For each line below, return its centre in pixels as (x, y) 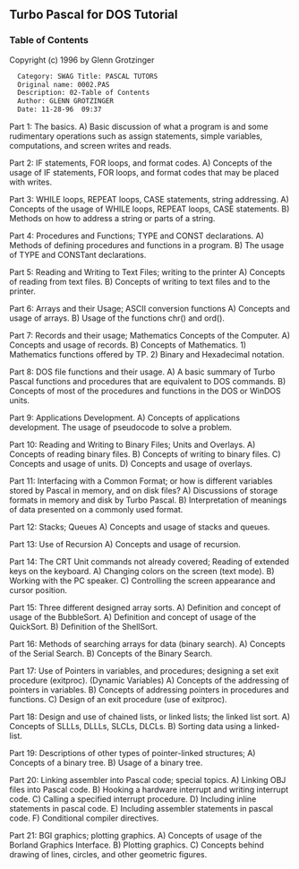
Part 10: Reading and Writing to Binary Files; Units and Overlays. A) (132, 445)
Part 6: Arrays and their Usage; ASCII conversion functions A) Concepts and (150, 309)
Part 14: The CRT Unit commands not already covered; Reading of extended (149, 562)
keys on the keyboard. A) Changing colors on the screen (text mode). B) (142, 572)
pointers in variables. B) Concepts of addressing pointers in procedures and (149, 690)
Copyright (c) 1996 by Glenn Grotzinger (82, 60)
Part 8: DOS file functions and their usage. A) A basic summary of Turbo (142, 372)
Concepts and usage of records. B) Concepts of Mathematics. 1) (128, 345)
